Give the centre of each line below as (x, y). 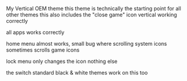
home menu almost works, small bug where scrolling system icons (87, 44)
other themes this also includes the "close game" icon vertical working (92, 15)
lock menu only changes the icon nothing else (62, 61)
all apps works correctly (35, 32)
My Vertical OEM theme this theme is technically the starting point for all (93, 9)
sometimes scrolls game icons (43, 50)
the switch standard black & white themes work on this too (77, 72)
